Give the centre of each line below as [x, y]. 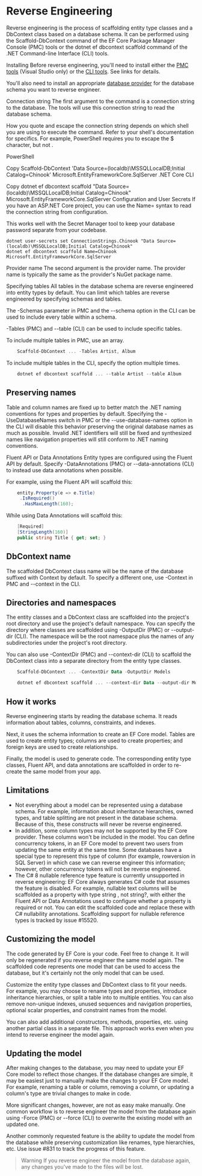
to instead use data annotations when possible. [65, 470]
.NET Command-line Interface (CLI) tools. [58, 53]
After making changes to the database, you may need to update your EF [95, 1068]
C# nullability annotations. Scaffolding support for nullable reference [100, 913]
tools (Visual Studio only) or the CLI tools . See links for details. [83, 71]
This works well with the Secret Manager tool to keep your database [91, 224]
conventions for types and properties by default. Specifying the [85, 413]
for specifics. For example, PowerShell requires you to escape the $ [90, 138]
